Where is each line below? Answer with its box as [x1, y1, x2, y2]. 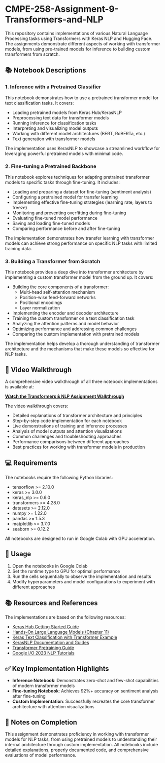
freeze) [12, 204, 27, 210]
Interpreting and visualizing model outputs [12, 125, 99, 131]
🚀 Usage [5, 550, 31, 558]
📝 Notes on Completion [5, 718, 77, 726]
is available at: [5, 384, 34, 390]
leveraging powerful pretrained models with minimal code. [5, 151, 123, 156]
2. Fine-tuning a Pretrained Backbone [5, 163, 97, 170]
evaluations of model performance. [5, 752, 76, 758]
